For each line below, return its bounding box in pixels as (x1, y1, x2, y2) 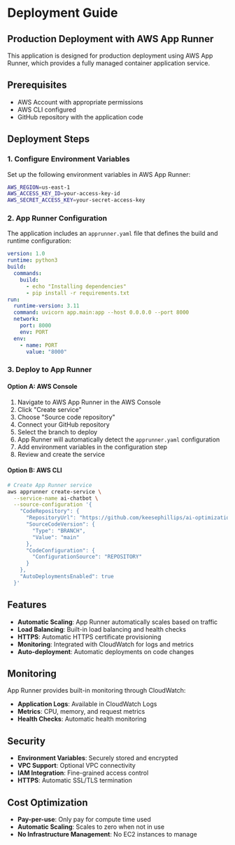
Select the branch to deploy (17, 427, 98, 436)
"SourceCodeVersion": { (25, 521, 96, 528)
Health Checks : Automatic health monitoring (17, 714, 147, 724)
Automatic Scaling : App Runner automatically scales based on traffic (17, 618, 218, 626)
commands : (13, 270, 42, 277)
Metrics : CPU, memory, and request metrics (17, 707, 145, 716)
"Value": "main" (32, 533, 80, 541)
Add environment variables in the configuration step (17, 442, 168, 451)
